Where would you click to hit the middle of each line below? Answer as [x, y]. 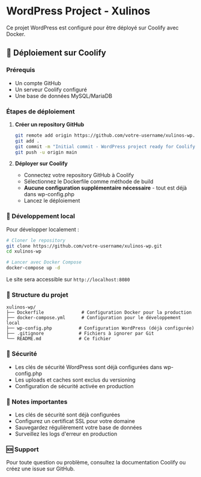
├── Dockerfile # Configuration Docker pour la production [99, 313]
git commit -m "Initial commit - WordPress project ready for [94, 146]
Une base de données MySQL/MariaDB [64, 96]
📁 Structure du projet [37, 295]
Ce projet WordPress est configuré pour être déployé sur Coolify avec [92, 28]
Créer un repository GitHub [49, 124]
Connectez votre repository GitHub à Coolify [79, 175]
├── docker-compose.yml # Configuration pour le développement [94, 318]
